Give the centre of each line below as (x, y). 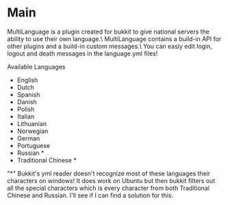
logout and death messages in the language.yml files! (83, 53)
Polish (26, 109)
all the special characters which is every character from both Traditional (109, 188)
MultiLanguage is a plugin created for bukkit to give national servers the (109, 32)
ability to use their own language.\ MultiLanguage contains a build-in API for (114, 38)
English (27, 80)
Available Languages (36, 67)
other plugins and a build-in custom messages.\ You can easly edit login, (110, 46)
